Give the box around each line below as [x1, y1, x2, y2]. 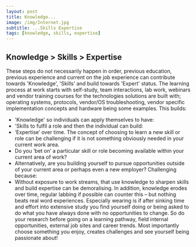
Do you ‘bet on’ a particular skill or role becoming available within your [14, 147, 184, 154]
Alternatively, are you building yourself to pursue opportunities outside [14, 159, 185, 167]
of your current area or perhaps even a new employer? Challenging [14, 166, 177, 173]
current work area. [14, 141, 60, 148]
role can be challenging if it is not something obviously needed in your [14, 135, 184, 142]
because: [14, 172, 37, 179]
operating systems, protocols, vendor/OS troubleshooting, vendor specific [6, 98, 185, 105]
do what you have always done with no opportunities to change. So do [14, 209, 185, 217]
